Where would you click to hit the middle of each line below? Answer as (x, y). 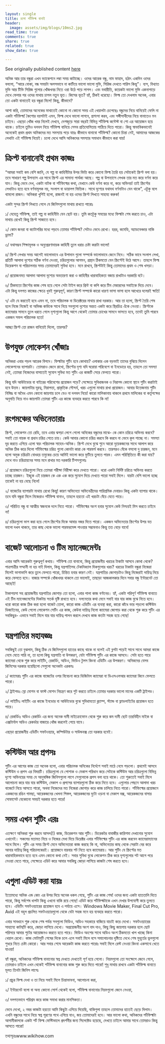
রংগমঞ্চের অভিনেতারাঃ (35, 419)
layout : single (21, 14)
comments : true (21, 37)
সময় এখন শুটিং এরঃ (32, 820)
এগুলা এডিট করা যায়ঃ (34, 881)
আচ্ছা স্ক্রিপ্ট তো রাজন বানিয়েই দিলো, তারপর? (36, 327)
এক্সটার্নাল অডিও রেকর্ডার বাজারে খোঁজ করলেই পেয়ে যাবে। (45, 722)
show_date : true (22, 50)
